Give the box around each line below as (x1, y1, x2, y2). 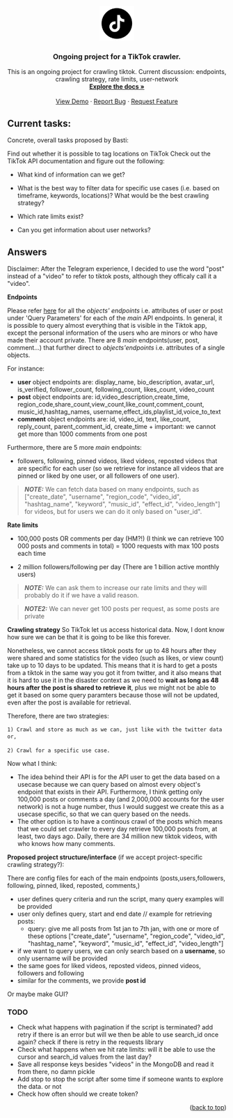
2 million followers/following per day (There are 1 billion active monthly (17, 562, 220, 571)
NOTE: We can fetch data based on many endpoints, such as (24, 485, 200, 493)
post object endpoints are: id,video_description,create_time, (17, 393, 190, 401)
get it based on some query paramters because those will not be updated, (7, 690, 220, 699)
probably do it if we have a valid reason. (24, 591, 139, 599)
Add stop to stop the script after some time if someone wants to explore (17, 1075, 224, 1083)
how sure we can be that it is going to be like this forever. (7, 633, 171, 641)
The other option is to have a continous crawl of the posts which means (17, 817, 223, 825)
